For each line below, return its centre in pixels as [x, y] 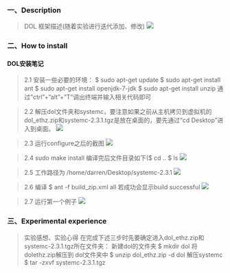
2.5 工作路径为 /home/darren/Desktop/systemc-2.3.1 [98, 173]
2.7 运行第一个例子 [50, 202]
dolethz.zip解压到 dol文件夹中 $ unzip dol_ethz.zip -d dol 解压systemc [123, 254]
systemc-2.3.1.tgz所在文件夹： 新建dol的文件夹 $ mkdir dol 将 [111, 246]
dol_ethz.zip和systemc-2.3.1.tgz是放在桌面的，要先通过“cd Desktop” [120, 120]
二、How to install [37, 46]
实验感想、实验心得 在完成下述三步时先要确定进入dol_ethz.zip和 [114, 237]
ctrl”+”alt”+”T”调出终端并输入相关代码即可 [92, 97]
